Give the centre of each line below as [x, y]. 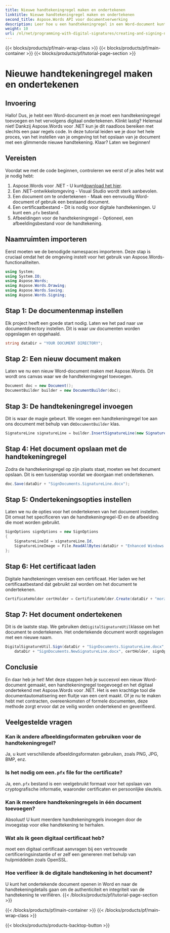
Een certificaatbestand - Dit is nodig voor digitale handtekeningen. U [84, 207]
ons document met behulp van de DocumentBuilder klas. [63, 424]
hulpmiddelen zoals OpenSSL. [37, 860]
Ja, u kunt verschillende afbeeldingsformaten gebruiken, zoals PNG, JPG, [82, 754]
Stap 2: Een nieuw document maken [63, 359]
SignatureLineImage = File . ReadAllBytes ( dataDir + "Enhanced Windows [89, 546]
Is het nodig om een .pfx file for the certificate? [64, 772]
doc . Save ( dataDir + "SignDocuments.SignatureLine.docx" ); [68, 484]
